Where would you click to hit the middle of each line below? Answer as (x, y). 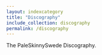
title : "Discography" (33, 17)
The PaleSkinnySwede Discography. (51, 45)
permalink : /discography (37, 28)
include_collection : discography (48, 23)
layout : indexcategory (35, 12)
